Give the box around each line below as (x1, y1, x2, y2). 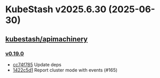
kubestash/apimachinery (5, 35, 88, 43)
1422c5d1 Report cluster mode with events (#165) (12, 67, 118, 73)
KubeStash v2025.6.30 (5, 4, 107, 15)
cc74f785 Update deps (12, 61, 62, 67)
